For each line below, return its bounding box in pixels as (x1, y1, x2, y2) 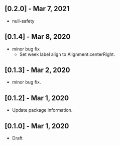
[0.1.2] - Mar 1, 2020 (5, 94, 69, 102)
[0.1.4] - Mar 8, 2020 (5, 33, 71, 41)
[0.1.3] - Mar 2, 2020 (5, 66, 71, 75)
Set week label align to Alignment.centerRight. (19, 51, 115, 57)
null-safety (12, 18, 35, 24)
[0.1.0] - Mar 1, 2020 (5, 121, 69, 130)
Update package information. (12, 107, 73, 113)
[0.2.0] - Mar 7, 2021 (5, 5, 70, 13)
